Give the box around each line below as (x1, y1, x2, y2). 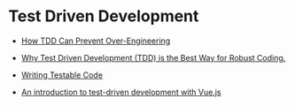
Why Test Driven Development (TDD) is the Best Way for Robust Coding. (20, 52, 286, 63)
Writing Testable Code (20, 69, 104, 80)
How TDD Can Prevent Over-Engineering (20, 35, 171, 46)
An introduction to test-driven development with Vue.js (20, 87, 221, 97)
